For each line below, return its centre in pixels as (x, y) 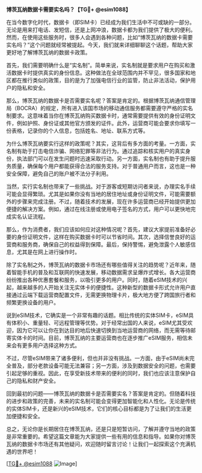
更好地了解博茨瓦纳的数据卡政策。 (48, 52)
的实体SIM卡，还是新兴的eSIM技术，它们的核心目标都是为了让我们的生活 (96, 409)
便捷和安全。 (27, 416)
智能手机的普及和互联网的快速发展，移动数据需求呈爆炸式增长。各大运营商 (103, 272)
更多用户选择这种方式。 (51, 345)
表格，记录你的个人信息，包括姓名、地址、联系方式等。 (80, 131)
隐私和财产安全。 (38, 381)
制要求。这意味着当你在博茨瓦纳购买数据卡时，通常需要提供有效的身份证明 (98, 116)
